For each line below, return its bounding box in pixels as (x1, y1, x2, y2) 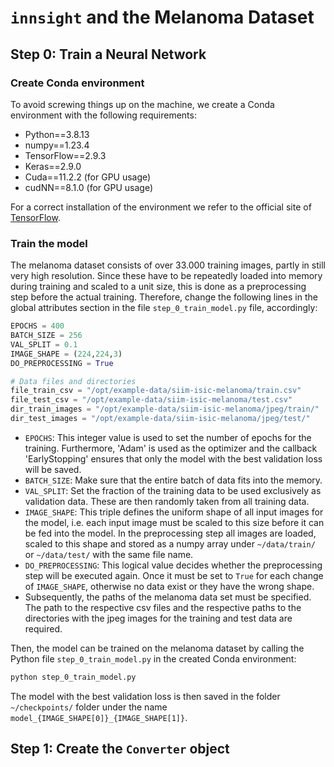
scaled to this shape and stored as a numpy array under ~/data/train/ (24, 537, 316, 550)
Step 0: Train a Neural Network (10, 46, 207, 63)
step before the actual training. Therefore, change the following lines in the (10, 291, 318, 303)
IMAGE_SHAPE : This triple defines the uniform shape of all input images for (24, 506, 324, 518)
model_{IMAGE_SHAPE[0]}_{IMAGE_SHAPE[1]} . (10, 711, 188, 723)
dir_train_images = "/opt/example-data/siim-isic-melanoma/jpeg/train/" (10, 404, 320, 415)
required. (24, 622, 63, 635)
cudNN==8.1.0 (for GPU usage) (24, 181, 154, 193)
